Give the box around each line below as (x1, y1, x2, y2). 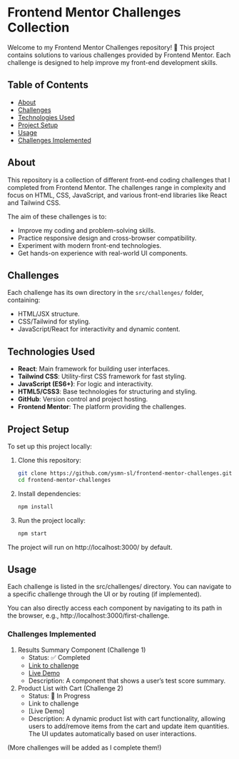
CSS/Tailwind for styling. (17, 317, 91, 326)
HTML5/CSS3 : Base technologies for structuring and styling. (17, 387, 198, 396)
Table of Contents (7, 79, 89, 91)
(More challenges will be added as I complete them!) (7, 743, 162, 752)
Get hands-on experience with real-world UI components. (17, 248, 188, 257)
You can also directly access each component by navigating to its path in (7, 604, 223, 613)
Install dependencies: (17, 489, 81, 498)
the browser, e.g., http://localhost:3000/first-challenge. (7, 611, 170, 620)
